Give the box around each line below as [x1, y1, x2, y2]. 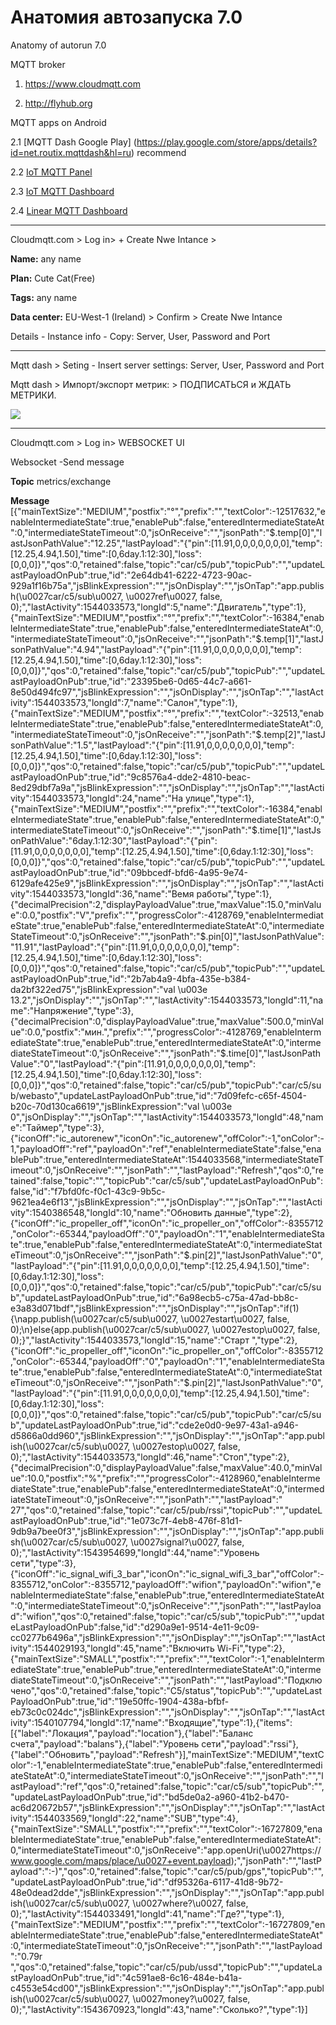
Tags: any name [10, 291, 78, 303]
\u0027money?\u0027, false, [132, 1992, 251, 2005]
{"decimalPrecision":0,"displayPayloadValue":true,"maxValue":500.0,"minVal [10, 1015, 324, 1027]
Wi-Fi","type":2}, [216, 1642, 286, 1654]
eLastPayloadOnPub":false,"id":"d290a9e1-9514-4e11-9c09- [10, 1621, 260, 1633]
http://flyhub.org [24, 97, 93, 109]
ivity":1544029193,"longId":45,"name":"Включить [10, 1642, 215, 1654]
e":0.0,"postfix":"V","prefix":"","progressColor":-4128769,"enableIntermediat [10, 909, 324, 921]
